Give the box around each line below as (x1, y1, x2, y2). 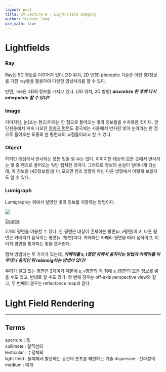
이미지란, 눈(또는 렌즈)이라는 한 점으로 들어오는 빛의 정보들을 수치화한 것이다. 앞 (5, 119, 159, 125)
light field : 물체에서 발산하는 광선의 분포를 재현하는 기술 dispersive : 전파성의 (5, 356, 156, 362)
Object (5, 144, 22, 151)
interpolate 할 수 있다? (5, 94, 50, 100)
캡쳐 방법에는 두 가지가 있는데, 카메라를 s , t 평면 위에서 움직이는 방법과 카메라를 (5, 251, 156, 257)
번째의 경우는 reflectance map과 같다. (16, 280, 91, 286)
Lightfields (5, 42, 50, 53)
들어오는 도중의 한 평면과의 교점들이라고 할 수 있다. (14, 131, 112, 137)
